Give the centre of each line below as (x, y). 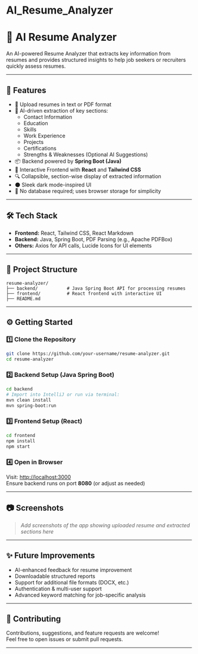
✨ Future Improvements (51, 556)
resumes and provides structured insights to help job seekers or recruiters (96, 60)
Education (36, 123)
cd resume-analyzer (30, 359)
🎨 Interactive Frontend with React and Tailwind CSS (78, 169)
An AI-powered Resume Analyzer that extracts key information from (88, 54)
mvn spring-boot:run (32, 405)
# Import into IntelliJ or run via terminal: (63, 395)
